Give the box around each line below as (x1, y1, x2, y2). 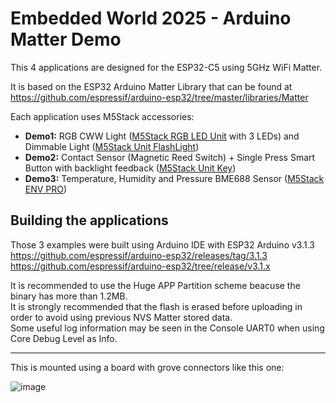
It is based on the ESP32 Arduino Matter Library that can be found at (10, 80, 293, 92)
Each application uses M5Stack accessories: (10, 110, 195, 122)
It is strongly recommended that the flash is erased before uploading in (10, 300, 303, 312)
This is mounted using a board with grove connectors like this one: (10, 361, 285, 373)
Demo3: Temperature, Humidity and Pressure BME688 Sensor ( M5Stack (24, 172, 325, 184)
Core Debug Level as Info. (10, 332, 118, 344)
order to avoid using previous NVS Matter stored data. (10, 311, 233, 323)
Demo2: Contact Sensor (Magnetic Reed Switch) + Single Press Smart (24, 151, 316, 163)
